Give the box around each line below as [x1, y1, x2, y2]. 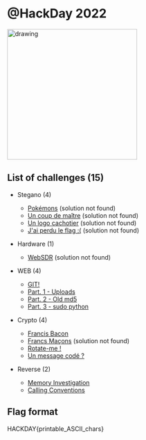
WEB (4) [17, 267, 42, 275]
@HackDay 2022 [7, 6, 107, 22]
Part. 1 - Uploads [27, 288, 76, 296]
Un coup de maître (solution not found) [27, 211, 139, 219]
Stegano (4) [17, 190, 52, 198]
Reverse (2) [17, 365, 51, 373]
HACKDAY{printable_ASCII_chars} [7, 424, 104, 433]
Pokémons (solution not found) [27, 204, 116, 212]
